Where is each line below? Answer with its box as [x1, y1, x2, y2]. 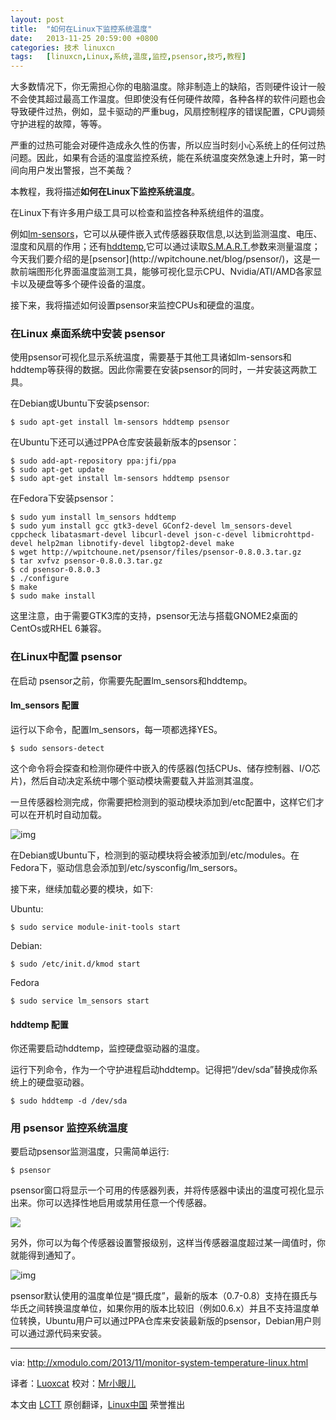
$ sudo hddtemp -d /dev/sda [10, 1096, 128, 1106]
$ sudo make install [10, 591, 97, 601]
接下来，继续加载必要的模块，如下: [10, 882, 154, 895]
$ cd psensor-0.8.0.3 [10, 565, 101, 575]
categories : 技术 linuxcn [10, 42, 115, 53]
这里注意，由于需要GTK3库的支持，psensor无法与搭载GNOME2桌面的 [10, 610, 298, 622]
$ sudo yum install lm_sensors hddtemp [10, 512, 177, 523]
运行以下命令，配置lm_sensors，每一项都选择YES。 [10, 723, 223, 735]
